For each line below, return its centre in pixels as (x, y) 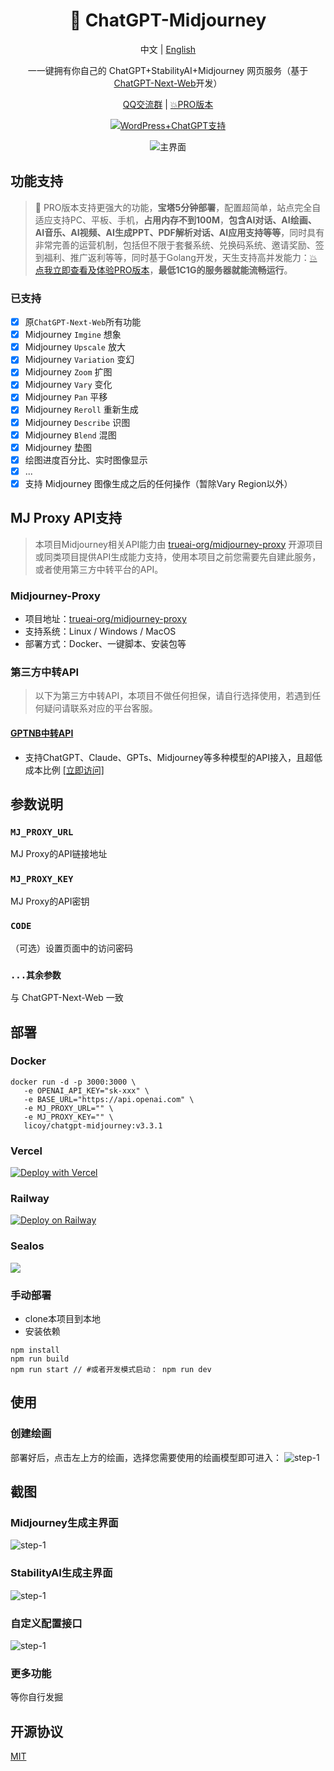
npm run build (40, 1359)
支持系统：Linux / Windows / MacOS (100, 631)
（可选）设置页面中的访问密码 (71, 948)
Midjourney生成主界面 (64, 1522)
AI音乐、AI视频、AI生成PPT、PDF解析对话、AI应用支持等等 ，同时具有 (179, 232)
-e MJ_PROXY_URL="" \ (68, 1108)
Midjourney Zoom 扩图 (68, 372)
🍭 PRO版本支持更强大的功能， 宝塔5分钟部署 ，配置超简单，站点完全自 (178, 207)
